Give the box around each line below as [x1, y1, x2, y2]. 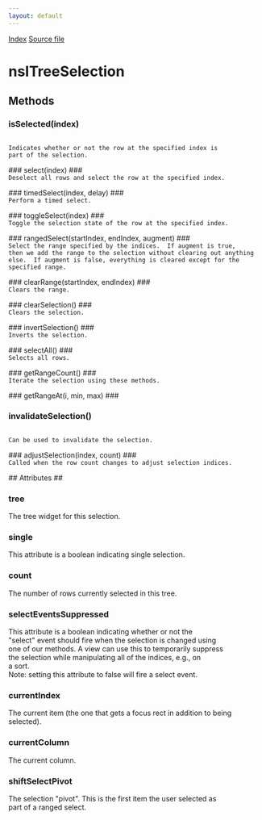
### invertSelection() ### [8, 322, 94, 332]
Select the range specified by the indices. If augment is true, [8, 241, 236, 250]
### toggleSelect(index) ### [8, 211, 105, 220]
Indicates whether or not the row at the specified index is [8, 144, 218, 152]
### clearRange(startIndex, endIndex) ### [8, 277, 151, 287]
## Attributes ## [8, 473, 63, 483]
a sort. [8, 661, 30, 671]
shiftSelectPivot [8, 776, 73, 787]
